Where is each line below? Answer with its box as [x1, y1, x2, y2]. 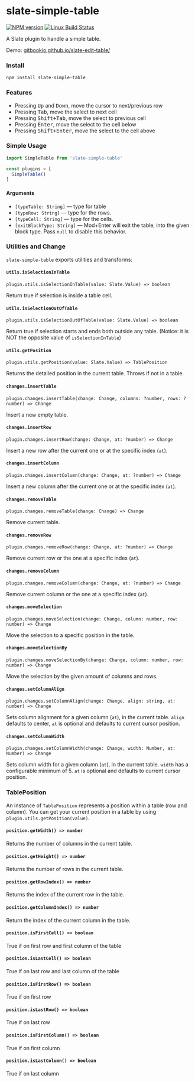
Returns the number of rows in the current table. [6, 866, 124, 873]
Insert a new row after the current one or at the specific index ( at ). [6, 447, 168, 454]
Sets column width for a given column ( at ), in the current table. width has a [6, 761, 189, 768]
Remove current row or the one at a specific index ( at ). [6, 554, 140, 562]
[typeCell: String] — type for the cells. [14, 215, 113, 222]
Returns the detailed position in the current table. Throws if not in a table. [6, 370, 184, 377]
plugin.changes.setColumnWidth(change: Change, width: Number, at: [6, 746, 176, 752]
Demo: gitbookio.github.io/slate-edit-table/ [6, 46, 110, 54]
